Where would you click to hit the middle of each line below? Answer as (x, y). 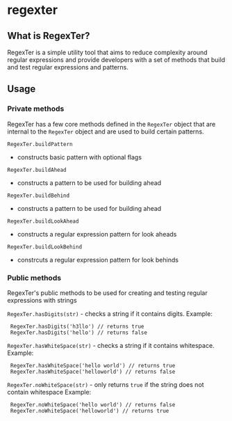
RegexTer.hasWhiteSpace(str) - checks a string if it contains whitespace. (111, 345)
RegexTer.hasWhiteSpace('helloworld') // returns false (93, 372)
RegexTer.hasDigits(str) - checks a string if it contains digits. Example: (110, 313)
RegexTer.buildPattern (40, 144)
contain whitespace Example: (49, 392)
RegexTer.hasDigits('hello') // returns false (79, 333)
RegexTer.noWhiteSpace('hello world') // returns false (93, 405)
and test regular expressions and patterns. (68, 67)
